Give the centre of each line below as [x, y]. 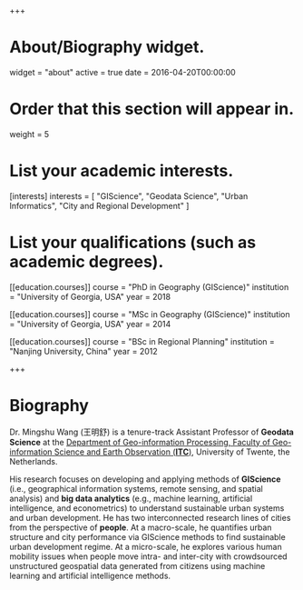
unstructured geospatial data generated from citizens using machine [137, 565]
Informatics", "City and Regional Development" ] [99, 205]
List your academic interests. [122, 171]
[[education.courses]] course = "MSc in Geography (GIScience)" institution [150, 314]
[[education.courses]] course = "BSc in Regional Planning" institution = [142, 341]
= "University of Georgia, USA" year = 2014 [90, 324]
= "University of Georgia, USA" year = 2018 [90, 296]
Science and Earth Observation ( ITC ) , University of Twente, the [172, 452]
